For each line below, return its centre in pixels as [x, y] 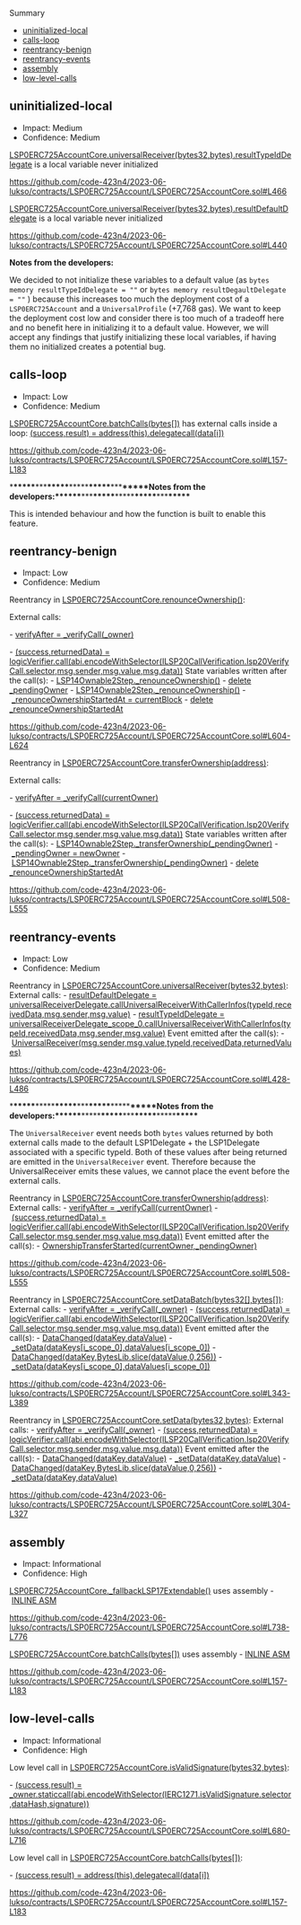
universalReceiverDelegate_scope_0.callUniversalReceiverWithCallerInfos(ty [150, 1024]
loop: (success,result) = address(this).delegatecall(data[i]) [117, 433]
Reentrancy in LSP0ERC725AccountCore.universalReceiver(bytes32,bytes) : [149, 985]
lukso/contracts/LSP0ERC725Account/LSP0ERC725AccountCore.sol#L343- [150, 1394]
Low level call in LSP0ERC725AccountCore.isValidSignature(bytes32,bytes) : [149, 1767]
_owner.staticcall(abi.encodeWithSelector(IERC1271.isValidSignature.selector [150, 1794]
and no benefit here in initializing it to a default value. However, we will [139, 328]
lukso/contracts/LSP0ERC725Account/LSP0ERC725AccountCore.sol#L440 [148, 245]
